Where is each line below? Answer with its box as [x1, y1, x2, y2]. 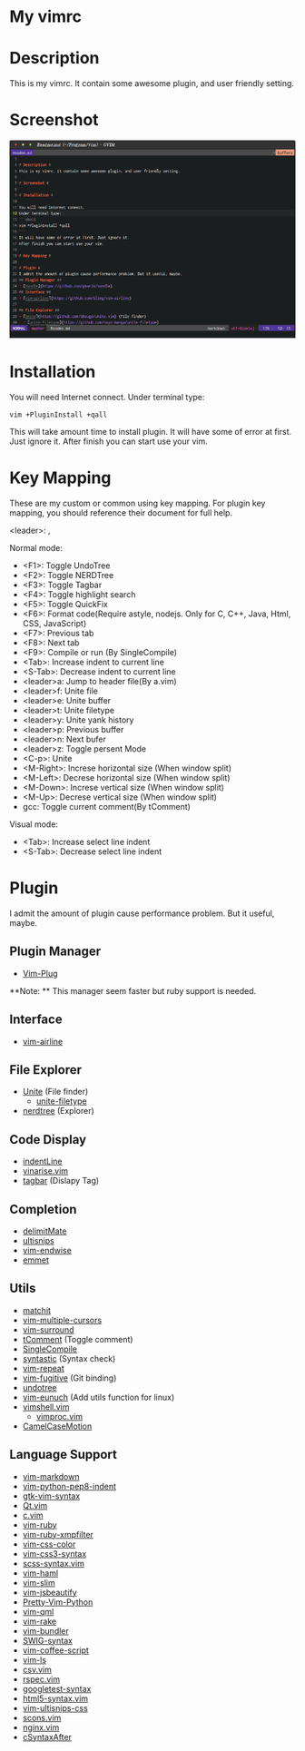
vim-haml [22, 1568, 59, 1579]
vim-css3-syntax [22, 1548, 87, 1559]
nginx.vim [22, 1722, 60, 1733]
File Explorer [9, 1062, 83, 1077]
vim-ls [22, 1654, 47, 1665]
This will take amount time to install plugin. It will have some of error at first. [9, 427, 292, 438]
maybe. [9, 918, 38, 929]
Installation [9, 361, 96, 382]
